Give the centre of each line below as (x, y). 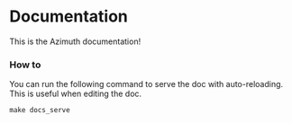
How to (25, 65)
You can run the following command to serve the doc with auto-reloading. (146, 84)
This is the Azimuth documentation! (75, 41)
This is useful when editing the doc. (76, 94)
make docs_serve (40, 110)
